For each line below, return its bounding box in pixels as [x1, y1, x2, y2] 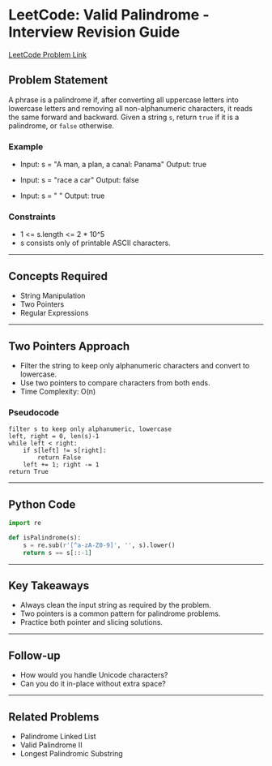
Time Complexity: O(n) [19, 386, 96, 396]
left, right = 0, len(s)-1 [8, 432, 100, 441]
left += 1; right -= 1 [23, 461, 100, 469]
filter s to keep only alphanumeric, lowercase [8, 425, 172, 433]
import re [8, 519, 42, 527]
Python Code [8, 497, 76, 511]
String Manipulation [19, 290, 86, 301]
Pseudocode [8, 407, 59, 418]
